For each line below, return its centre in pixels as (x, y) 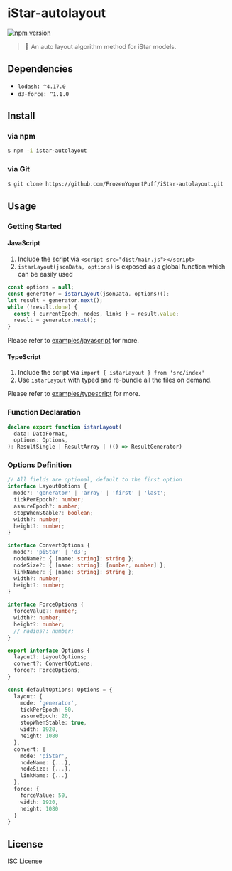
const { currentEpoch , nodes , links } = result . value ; (96, 314)
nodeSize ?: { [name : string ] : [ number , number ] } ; (90, 565)
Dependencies (40, 69)
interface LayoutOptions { (47, 486)
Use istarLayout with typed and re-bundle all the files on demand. (115, 380)
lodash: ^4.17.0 (42, 87)
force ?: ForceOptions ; (47, 670)
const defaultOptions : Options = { (60, 690)
